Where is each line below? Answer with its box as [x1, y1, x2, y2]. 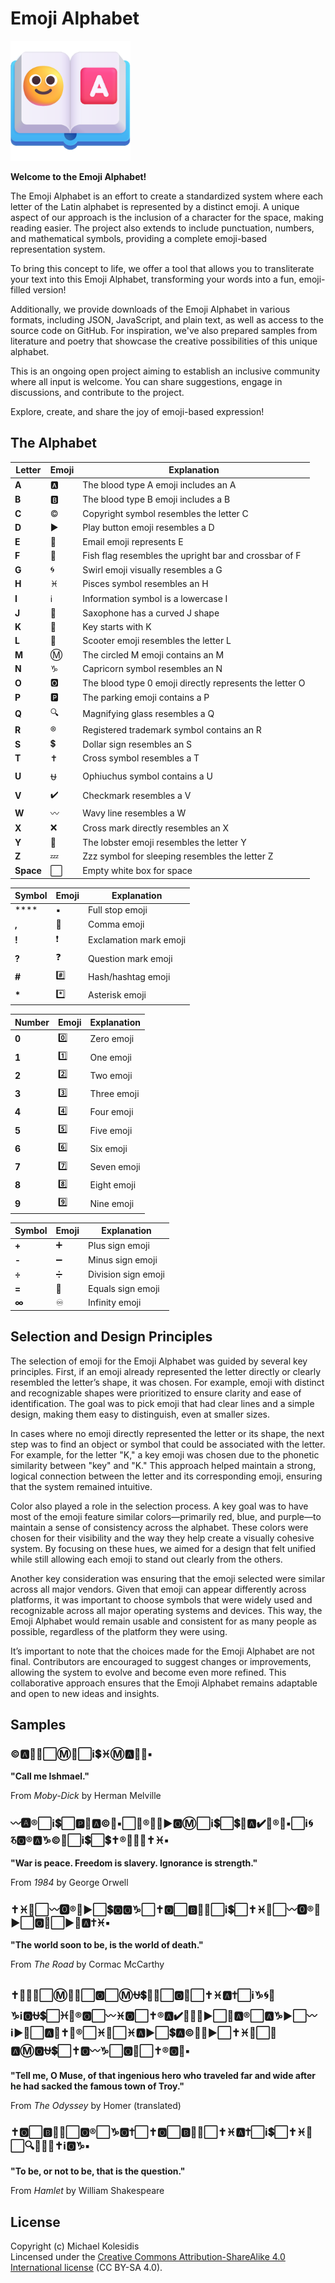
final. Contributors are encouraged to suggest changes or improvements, [10, 1655, 312, 1667]
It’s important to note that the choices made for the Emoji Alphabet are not [10, 1645, 315, 1657]
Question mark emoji [88, 952, 173, 964]
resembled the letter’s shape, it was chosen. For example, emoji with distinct [10, 1376, 325, 1388]
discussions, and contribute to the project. [10, 386, 185, 398]
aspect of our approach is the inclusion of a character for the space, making [10, 211, 324, 223]
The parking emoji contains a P [82, 691, 210, 703]
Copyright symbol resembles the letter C [82, 508, 249, 519]
